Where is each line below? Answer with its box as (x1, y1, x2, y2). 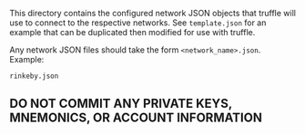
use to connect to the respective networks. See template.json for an (9, 17, 267, 28)
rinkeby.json (9, 72, 59, 81)
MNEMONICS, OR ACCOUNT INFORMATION (9, 110, 262, 126)
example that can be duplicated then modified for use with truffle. (9, 27, 256, 37)
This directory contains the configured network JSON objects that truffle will (9, 8, 296, 18)
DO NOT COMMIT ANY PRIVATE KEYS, (9, 96, 232, 111)
